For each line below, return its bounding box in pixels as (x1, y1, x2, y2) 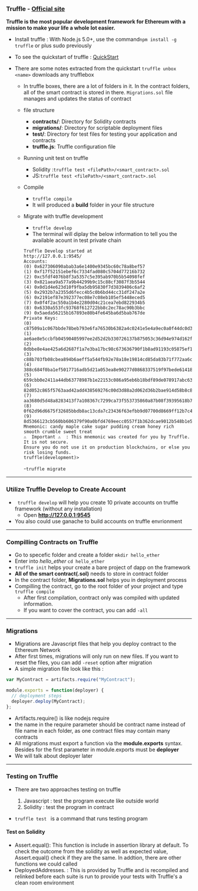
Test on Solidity (6, 828, 45, 836)
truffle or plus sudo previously (14, 42, 92, 49)
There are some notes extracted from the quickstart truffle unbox (14, 65, 177, 72)
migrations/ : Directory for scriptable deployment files (32, 125, 163, 132)
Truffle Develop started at (23, 248, 93, 254)
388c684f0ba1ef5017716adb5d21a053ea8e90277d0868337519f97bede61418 (23, 367, 193, 373)
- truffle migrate (23, 465, 66, 472)
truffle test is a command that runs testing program (14, 815, 148, 822)
